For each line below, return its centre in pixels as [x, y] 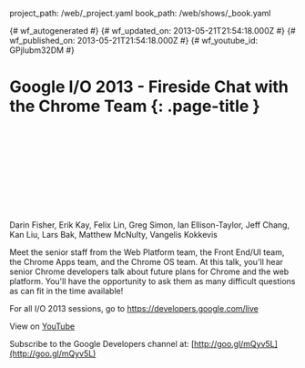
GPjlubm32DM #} [42, 50]
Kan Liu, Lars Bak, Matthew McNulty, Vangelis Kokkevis [114, 234]
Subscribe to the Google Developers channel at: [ [102, 343]
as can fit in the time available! [66, 291]
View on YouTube [42, 326]
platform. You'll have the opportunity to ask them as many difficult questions [152, 281]
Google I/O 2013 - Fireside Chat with [149, 87]
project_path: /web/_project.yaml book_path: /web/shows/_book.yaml [140, 13]
